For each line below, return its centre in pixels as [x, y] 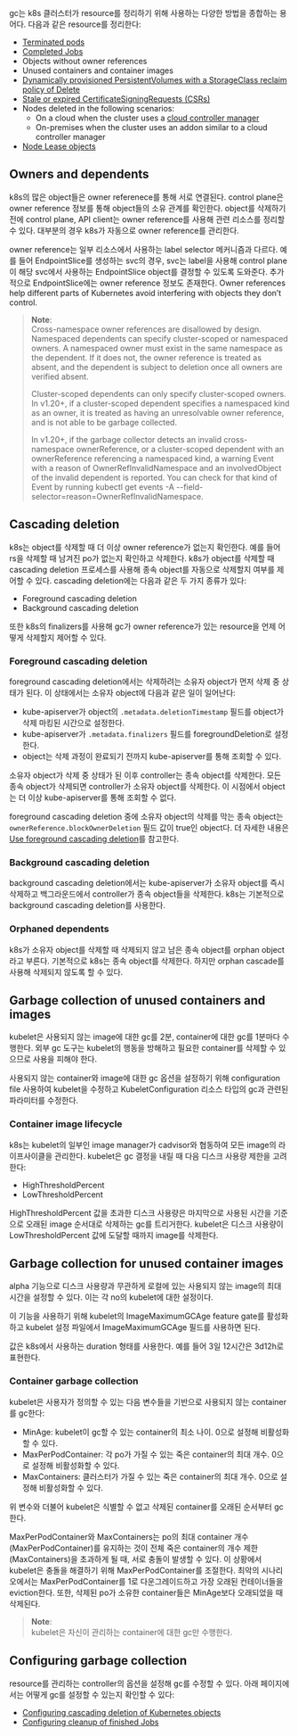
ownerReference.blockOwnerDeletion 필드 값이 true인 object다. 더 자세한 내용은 [149, 827]
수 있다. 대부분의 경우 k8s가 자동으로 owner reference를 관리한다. [125, 230]
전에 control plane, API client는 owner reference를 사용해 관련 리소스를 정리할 [147, 219]
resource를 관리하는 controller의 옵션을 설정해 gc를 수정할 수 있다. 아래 [134, 1683]
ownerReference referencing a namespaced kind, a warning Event [152, 459]
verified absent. [60, 376]
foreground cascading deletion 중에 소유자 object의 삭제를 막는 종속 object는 [146, 816]
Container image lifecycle [66, 1124]
